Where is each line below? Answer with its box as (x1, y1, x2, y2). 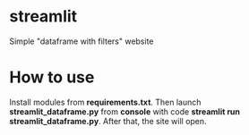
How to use (9, 67, 95, 88)
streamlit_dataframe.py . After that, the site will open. (9, 115, 208, 126)
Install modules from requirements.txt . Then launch (9, 97, 202, 107)
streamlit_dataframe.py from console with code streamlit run (9, 105, 240, 117)
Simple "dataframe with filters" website (9, 36, 154, 46)
